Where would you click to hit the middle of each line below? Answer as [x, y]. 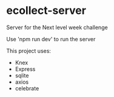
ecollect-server [46, 11]
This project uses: [29, 51]
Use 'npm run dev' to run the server [51, 39]
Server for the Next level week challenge [57, 27]
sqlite [22, 75]
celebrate [27, 88]
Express [25, 69]
